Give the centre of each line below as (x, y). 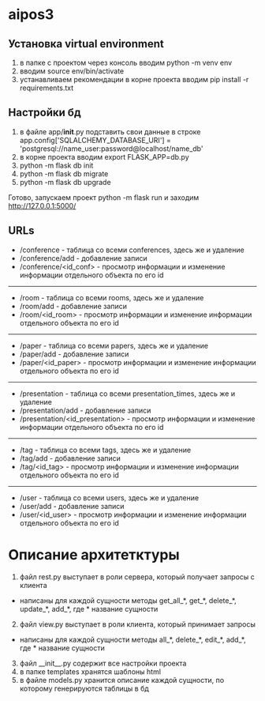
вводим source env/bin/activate (72, 71)
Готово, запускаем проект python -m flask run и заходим (104, 197)
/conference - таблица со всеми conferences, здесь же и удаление (132, 250)
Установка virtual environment (86, 44)
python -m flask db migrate (64, 173)
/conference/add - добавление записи (83, 258)
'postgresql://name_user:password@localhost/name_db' (111, 149)
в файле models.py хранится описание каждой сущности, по (122, 680)
